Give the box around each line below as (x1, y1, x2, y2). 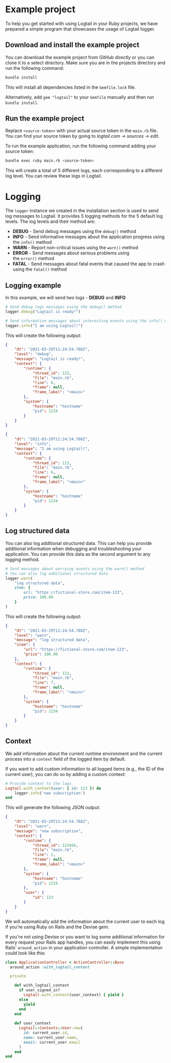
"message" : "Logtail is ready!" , (14, 356, 85, 361)
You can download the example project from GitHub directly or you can (5, 54, 155, 60)
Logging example (5, 281, 62, 290)
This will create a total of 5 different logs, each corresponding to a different (5, 167, 163, 174)
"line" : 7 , (32, 680, 56, 685)
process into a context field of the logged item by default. (5, 756, 126, 762)
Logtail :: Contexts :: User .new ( (18, 1026, 83, 1031)
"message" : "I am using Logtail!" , (14, 446, 90, 451)
